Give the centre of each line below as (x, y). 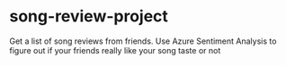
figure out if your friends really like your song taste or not (115, 50)
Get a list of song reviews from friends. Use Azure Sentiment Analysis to (143, 41)
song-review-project (89, 16)
